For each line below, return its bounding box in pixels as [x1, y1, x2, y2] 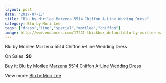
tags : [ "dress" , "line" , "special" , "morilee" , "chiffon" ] [5, 26, 121, 31]
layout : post [5, 7, 32, 12]
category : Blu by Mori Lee [5, 21, 61, 26]
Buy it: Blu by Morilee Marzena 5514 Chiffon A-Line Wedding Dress [5, 63, 142, 69]
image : [5, 30, 19, 35]
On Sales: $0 [5, 53, 32, 59]
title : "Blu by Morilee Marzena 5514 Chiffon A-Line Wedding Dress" [5, 16, 149, 21]
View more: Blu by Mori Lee [5, 73, 62, 78]
